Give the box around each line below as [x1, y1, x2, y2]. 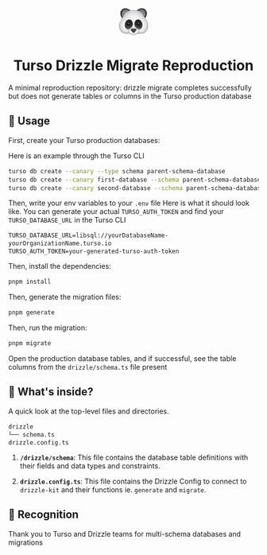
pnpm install [8, 277, 52, 286]
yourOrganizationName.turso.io [8, 239, 112, 248]
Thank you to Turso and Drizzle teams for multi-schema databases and [8, 529, 241, 538]
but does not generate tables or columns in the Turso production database [8, 91, 252, 101]
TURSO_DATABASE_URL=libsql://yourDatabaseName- [8, 231, 169, 240]
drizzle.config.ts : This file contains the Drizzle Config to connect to [19, 476, 247, 486]
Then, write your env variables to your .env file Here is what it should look [8, 198, 250, 208]
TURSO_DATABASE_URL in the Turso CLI [8, 215, 126, 225]
